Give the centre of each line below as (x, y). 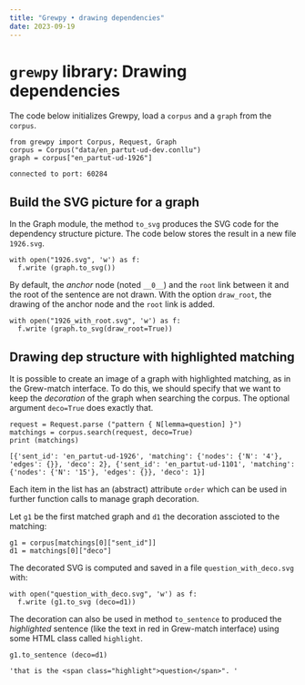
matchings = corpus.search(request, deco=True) (102, 433)
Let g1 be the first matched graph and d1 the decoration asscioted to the (145, 516)
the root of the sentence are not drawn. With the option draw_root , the (141, 295)
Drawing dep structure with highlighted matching (152, 357)
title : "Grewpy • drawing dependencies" (87, 18)
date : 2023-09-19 (42, 26)
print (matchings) (44, 441)
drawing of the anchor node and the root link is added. (112, 304)
